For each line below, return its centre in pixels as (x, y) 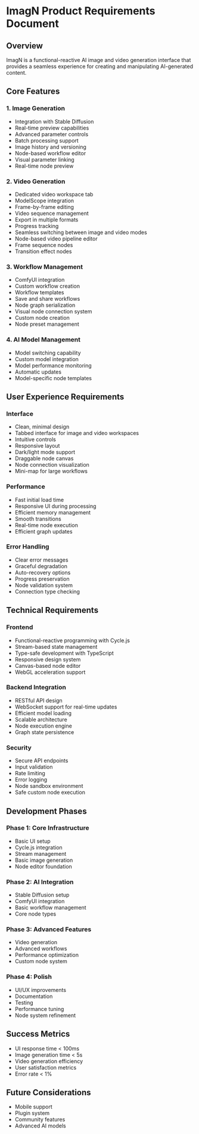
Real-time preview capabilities (52, 128)
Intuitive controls (35, 439)
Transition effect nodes (43, 251)
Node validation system (44, 585)
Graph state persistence (44, 732)
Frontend (20, 627)
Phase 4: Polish (29, 977)
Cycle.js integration (38, 847)
